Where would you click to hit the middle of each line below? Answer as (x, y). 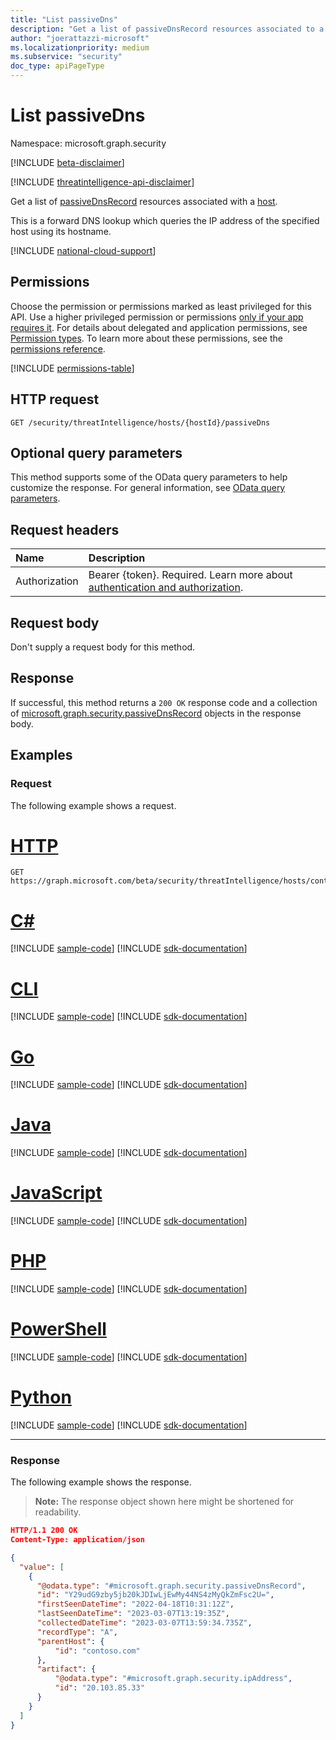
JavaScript (56, 1193)
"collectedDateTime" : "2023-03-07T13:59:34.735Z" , (144, 1623)
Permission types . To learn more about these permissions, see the (146, 338)
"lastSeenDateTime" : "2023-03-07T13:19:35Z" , (133, 1614)
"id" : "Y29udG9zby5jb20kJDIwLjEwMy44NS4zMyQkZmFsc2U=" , (155, 1595)
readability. (58, 1512)
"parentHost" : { (70, 1641)
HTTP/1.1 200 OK (44, 1531)
